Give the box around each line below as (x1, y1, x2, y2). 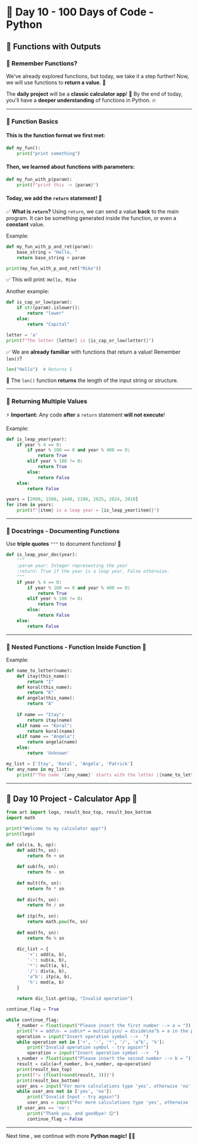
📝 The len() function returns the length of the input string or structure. (6, 377, 179, 384)
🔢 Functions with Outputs (6, 41, 101, 51)
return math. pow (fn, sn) (27, 919, 88, 925)
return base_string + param (16, 254, 85, 261)
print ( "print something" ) (16, 150, 81, 156)
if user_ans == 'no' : (16, 1105, 70, 1111)
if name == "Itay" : (16, 711, 65, 717)
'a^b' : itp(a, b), (27, 973, 72, 979)
